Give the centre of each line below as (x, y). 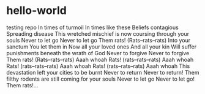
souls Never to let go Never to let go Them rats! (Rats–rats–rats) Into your (99, 40)
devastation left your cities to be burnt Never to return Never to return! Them (103, 72)
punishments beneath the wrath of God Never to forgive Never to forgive (98, 53)
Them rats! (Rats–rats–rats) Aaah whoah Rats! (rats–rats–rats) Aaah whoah (100, 59)
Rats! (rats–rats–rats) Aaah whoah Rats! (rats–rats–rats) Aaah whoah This (98, 66)
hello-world (37, 11)
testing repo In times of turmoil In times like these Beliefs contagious (92, 27)
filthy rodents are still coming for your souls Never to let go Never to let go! (100, 79)
